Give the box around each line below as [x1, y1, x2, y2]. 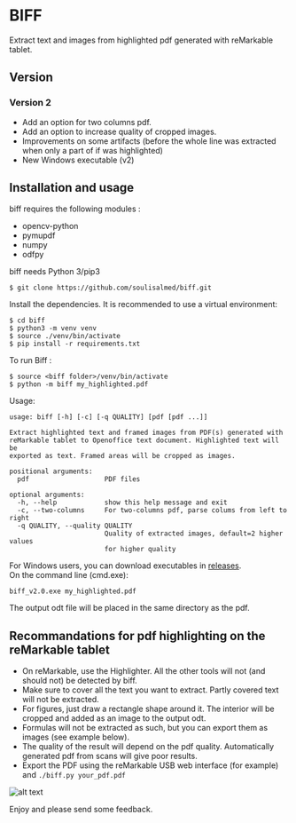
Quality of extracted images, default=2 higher [104, 529, 284, 538]
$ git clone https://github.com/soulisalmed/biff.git [9, 283, 213, 293]
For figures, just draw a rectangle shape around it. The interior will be [21, 703, 275, 715]
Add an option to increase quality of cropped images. [21, 126, 217, 137]
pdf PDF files [17, 475, 141, 484]
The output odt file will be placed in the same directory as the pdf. [9, 603, 250, 613]
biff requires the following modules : [9, 203, 141, 214]
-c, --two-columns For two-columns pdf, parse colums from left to [17, 506, 288, 515]
